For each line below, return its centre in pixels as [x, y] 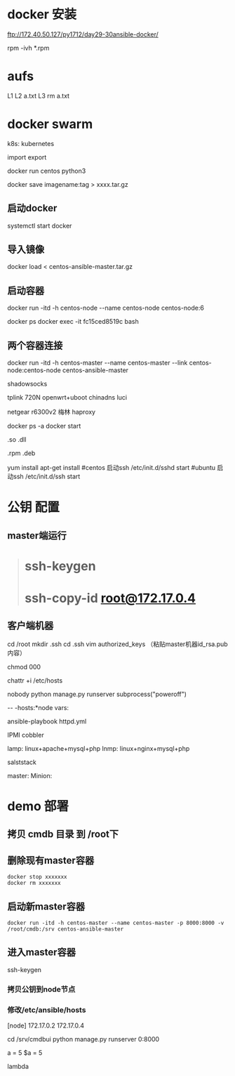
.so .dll [17, 440]
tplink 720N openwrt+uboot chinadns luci [67, 398]
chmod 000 [24, 667]
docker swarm [50, 124]
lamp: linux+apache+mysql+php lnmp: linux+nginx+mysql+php [99, 748]
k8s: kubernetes [31, 143]
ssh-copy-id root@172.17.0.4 [110, 598]
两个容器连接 [35, 345]
